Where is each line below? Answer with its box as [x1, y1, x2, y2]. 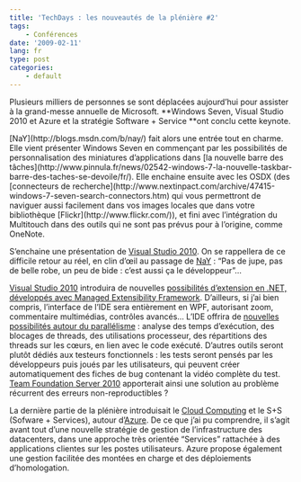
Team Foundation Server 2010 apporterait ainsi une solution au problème [9, 378, 279, 388]
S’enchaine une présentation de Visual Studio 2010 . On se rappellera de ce [9, 245, 286, 256]
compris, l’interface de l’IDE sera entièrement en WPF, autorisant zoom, [9, 301, 274, 312]
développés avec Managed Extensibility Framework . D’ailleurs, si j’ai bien [9, 291, 279, 302]
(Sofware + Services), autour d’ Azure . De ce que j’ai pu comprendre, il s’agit [9, 415, 290, 425]
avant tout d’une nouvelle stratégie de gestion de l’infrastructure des [9, 424, 263, 434]
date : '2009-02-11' [9, 38, 83, 48]
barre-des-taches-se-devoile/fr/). [9, 171, 135, 182]
